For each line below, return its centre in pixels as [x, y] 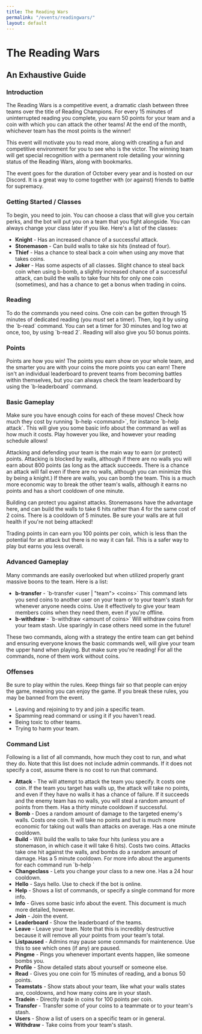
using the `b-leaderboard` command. [52, 387]
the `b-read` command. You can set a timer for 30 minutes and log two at [97, 325]
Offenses [20, 671]
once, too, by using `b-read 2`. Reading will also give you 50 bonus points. [98, 332]
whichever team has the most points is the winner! [69, 131]
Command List [28, 744]
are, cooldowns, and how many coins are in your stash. [83, 993]
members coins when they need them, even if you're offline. [89, 612]
